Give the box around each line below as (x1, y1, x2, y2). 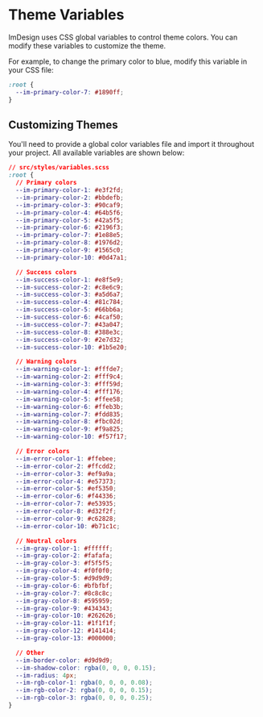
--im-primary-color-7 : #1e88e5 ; (15, 231, 125, 240)
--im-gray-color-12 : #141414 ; (15, 627, 117, 635)
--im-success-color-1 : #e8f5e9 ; (15, 276, 125, 284)
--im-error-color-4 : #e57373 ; (15, 477, 117, 486)
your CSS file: (8, 65, 54, 74)
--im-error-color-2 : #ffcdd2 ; (15, 462, 117, 470)
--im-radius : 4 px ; (15, 671, 78, 679)
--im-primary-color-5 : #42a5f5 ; (15, 216, 125, 224)
